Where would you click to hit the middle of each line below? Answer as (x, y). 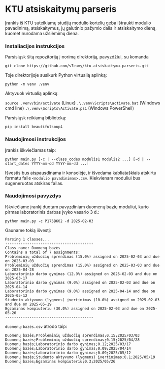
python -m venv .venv (27, 84)
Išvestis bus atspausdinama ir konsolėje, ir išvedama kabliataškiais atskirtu (81, 173)
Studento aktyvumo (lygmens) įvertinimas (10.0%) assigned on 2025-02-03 (82, 300)
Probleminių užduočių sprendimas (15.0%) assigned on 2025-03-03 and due (82, 265)
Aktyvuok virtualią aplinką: (32, 93)
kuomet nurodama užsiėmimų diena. (42, 33)
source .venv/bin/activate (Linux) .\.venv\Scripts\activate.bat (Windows (83, 103)
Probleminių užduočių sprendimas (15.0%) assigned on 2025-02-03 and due (82, 256)
